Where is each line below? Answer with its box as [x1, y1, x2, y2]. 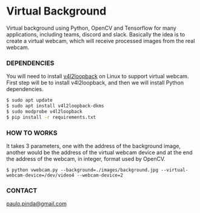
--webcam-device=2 [76, 172, 123, 178]
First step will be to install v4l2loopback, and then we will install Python [6, 79, 184, 86]
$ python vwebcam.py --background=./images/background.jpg [6, 167, 159, 174]
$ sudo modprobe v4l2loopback [6, 108, 83, 115]
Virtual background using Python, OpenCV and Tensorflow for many [6, 24, 177, 32]
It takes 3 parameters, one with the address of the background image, [6, 143, 181, 150]
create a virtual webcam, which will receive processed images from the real [6, 37, 195, 44]
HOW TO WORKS [6, 129, 58, 137]
